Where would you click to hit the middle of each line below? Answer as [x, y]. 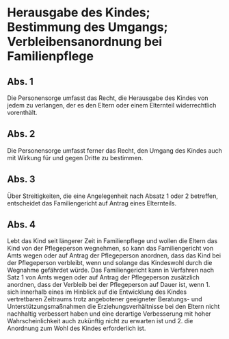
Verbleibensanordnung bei [85, 42]
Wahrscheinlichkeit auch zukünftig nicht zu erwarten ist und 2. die [100, 321]
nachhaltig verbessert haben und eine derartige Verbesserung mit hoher [109, 314]
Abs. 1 [21, 81]
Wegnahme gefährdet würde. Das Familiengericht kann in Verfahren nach [110, 270]
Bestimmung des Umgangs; [88, 27]
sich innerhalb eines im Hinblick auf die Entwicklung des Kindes [97, 292]
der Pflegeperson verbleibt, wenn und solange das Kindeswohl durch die [110, 263]
